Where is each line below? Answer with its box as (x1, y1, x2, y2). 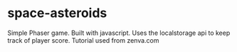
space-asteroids (7, 5, 107, 21)
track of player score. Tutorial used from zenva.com (7, 36, 159, 44)
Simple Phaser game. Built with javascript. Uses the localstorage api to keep (7, 28, 231, 37)
